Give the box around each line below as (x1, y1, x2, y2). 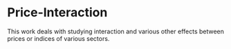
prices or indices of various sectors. (7, 34, 110, 42)
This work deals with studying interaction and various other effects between (7, 27, 225, 35)
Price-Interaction (7, 5, 108, 20)
